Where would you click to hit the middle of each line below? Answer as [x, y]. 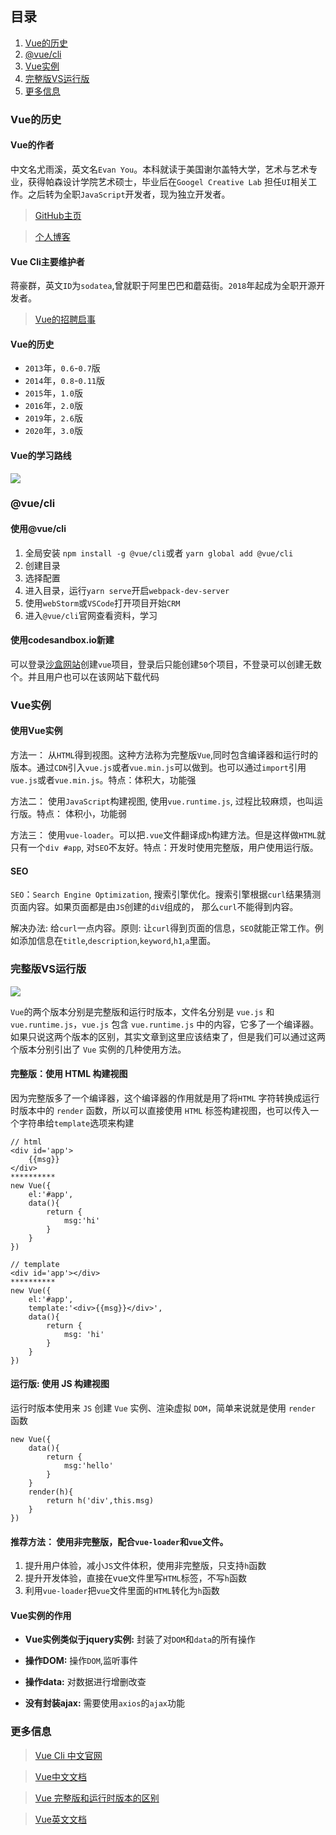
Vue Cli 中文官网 [68, 1755]
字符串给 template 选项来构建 [76, 1123]
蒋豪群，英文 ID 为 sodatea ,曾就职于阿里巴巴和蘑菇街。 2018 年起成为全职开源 [163, 286]
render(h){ [51, 1492]
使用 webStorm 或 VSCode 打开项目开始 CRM [102, 603]
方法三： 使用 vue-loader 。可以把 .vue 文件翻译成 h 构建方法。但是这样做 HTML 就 [168, 835]
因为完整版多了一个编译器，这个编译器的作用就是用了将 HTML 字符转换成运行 [165, 1098]
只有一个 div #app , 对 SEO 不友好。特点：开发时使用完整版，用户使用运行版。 [164, 847]
